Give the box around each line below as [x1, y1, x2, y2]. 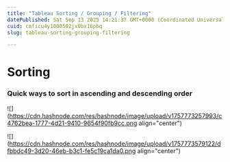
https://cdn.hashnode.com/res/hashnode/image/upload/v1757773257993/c [9, 111, 222, 120]
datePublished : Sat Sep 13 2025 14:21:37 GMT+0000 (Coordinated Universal [7, 16, 225, 23]
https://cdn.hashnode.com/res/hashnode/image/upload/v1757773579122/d [9, 139, 221, 148]
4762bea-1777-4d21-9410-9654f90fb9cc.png [7, 119, 138, 127]
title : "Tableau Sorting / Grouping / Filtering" [7, 10, 152, 17]
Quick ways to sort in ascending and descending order [7, 89, 193, 98]
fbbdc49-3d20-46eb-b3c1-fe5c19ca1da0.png [7, 146, 136, 154]
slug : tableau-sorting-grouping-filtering [7, 29, 130, 36]
